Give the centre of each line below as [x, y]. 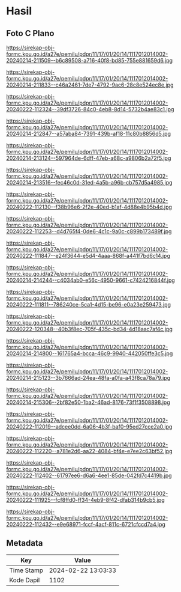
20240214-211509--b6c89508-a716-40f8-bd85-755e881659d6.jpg [89, 60]
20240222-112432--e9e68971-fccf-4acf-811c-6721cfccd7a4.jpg [86, 524]
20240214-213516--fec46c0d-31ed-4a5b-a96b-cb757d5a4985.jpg [89, 182]
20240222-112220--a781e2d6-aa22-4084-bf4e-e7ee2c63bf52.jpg [89, 451]
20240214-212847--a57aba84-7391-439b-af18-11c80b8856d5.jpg [89, 134]
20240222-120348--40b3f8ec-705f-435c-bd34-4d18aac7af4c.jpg [89, 329]
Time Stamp [26, 570]
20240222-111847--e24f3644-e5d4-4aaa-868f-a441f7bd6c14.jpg [88, 256]
